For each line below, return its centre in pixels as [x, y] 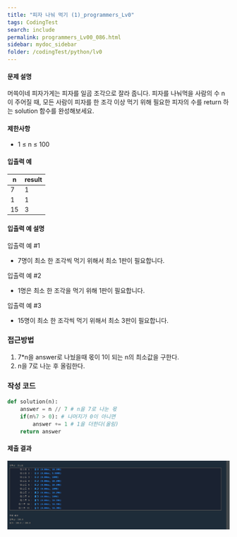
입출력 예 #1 [24, 245]
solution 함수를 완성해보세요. [54, 111]
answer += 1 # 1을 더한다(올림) [75, 424]
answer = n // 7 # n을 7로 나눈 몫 [69, 409]
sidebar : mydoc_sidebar [42, 45]
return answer [41, 431]
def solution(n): [33, 402]
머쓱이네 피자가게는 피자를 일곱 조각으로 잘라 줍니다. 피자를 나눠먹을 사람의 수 [114, 93]
